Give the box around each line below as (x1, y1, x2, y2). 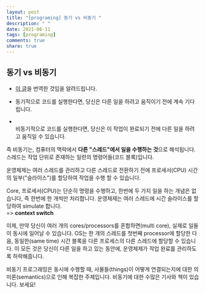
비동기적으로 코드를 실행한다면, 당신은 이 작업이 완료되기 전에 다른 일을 (15, 125, 184, 132)
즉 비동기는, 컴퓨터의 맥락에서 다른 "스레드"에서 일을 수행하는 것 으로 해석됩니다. (6, 145, 196, 153)
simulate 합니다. (22, 202, 62, 209)
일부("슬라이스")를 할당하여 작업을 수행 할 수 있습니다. (12, 174, 141, 181)
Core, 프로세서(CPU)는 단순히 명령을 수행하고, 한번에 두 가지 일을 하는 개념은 (6, 187, 190, 194)
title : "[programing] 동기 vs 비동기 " (6, 15, 102, 21)
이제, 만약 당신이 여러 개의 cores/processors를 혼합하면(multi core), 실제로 (6, 222, 188, 229)
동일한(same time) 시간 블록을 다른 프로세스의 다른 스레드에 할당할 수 (14, 237, 180, 244)
